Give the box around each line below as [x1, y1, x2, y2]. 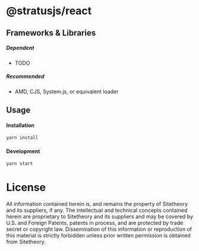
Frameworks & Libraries [6, 28, 96, 38]
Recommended [6, 73, 45, 80]
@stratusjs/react [6, 4, 92, 18]
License [6, 181, 46, 194]
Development [6, 147, 40, 155]
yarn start [6, 161, 33, 167]
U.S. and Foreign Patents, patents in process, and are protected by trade [6, 220, 184, 226]
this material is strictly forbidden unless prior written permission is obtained [6, 232, 191, 239]
